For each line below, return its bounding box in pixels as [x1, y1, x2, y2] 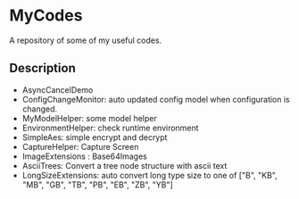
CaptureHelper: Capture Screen [21, 141, 139, 152]
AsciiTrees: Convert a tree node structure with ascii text [21, 160, 228, 170]
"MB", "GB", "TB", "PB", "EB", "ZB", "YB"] [21, 179, 174, 190]
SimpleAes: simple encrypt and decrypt [21, 131, 168, 143]
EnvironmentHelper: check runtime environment [21, 122, 199, 133]
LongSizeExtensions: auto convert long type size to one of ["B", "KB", [21, 170, 278, 180]
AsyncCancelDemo [21, 84, 94, 95]
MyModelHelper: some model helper [21, 112, 158, 123]
